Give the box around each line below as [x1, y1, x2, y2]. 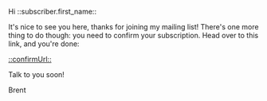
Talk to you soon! [8, 70, 65, 79]
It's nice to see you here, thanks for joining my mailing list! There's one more [8, 22, 259, 31]
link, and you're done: [8, 39, 80, 49]
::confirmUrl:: [8, 55, 52, 64]
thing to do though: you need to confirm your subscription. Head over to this [8, 31, 259, 40]
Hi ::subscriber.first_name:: [8, 7, 97, 16]
